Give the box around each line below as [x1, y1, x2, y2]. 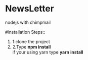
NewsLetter [5, 3, 54, 14]
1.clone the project [12, 38, 50, 45]
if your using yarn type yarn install [12, 49, 83, 55]
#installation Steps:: [5, 29, 45, 35]
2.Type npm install [12, 44, 51, 50]
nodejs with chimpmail [5, 19, 51, 25]
